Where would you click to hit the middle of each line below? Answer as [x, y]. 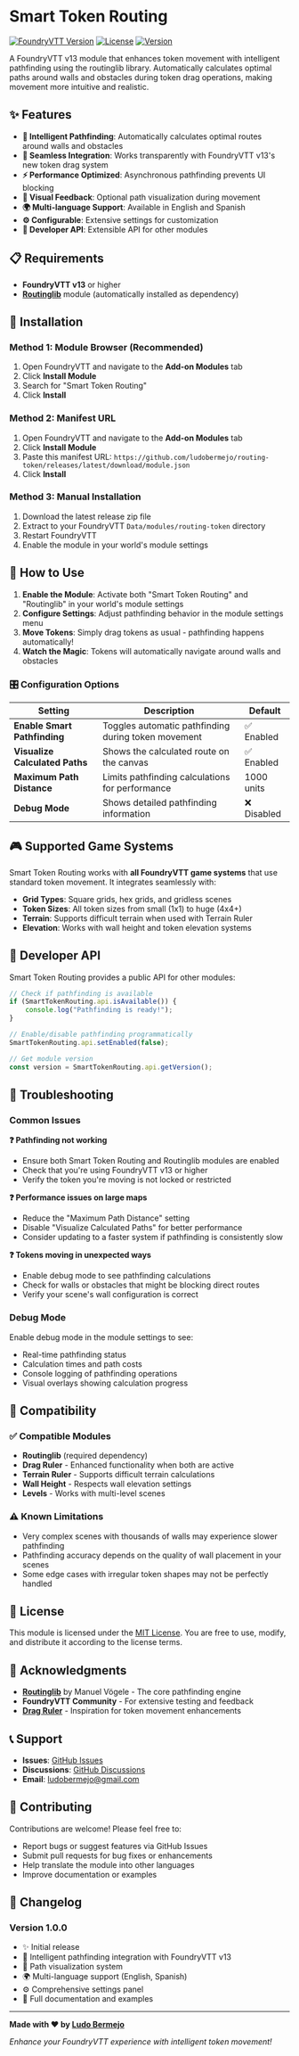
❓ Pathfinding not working [58, 1140]
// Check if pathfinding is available [81, 993]
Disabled [263, 813]
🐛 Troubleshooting [61, 1094]
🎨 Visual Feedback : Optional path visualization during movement [141, 197]
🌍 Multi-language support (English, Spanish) [105, 1977]
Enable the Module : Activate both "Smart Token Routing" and [135, 594]
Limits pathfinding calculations [166, 777]
